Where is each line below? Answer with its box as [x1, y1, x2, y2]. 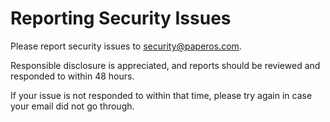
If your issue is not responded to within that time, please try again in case [10, 89, 313, 101]
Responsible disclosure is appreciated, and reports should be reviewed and [10, 59, 321, 71]
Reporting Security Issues [10, 7, 232, 30]
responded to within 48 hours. [10, 70, 135, 82]
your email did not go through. [10, 100, 135, 112]
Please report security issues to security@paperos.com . [10, 40, 242, 52]
